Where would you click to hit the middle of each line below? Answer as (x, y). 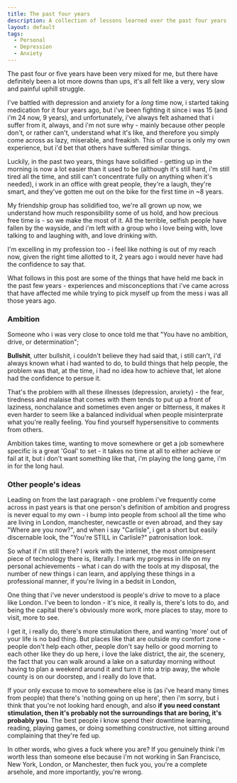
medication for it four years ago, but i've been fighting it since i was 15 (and (117, 110)
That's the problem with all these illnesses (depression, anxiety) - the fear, (116, 392)
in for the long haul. (36, 466)
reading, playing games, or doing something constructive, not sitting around (118, 728)
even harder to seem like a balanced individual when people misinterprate (115, 415)
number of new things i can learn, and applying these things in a (101, 574)
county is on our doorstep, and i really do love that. (82, 677)
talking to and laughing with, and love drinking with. (83, 235)
